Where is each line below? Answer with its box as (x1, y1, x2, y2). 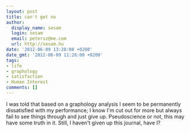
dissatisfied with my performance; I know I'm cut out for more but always (6, 106, 182, 114)
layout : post (6, 8, 38, 15)
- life (6, 62, 22, 69)
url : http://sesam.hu (11, 41, 64, 47)
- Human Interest (6, 79, 49, 85)
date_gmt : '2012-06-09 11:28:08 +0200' (6, 52, 103, 58)
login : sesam (11, 30, 43, 36)
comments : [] (6, 85, 38, 91)
